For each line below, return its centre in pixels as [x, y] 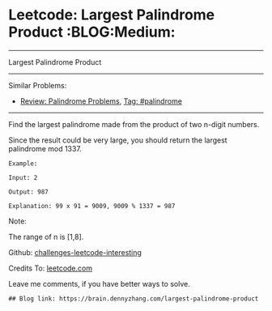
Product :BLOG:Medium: [92, 32]
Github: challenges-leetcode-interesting [75, 252]
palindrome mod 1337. [45, 148]
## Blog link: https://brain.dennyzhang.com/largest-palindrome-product [134, 298]
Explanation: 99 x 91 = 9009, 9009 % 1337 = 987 [92, 206]
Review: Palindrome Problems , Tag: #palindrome [101, 101]
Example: [23, 164]
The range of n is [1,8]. [46, 236]
